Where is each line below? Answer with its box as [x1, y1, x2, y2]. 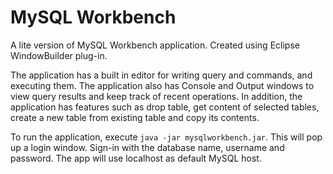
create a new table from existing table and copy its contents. [10, 111, 260, 123]
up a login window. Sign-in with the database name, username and [10, 141, 285, 153]
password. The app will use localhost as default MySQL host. [10, 152, 262, 164]
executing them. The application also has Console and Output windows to [10, 79, 315, 91]
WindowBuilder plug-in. [10, 49, 108, 61]
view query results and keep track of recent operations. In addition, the [10, 90, 303, 102]
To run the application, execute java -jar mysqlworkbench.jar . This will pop [10, 131, 323, 143]
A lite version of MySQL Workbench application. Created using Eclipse [10, 39, 300, 51]
